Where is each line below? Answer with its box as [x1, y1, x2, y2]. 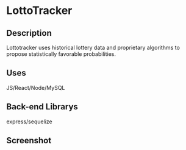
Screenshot [6, 135, 52, 146]
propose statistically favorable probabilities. [6, 50, 116, 58]
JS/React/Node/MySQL [6, 84, 65, 91]
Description [6, 28, 52, 38]
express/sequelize [6, 118, 53, 125]
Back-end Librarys [6, 101, 78, 112]
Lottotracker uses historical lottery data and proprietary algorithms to [6, 44, 180, 51]
